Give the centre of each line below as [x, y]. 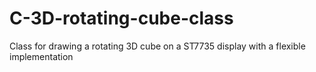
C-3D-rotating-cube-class [121, 18]
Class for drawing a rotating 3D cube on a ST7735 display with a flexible [157, 46]
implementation [41, 56]
